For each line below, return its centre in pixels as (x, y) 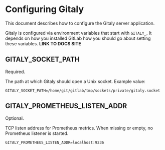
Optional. (15, 118)
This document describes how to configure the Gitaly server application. (80, 23)
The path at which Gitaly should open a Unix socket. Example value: (75, 81)
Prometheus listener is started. (37, 133)
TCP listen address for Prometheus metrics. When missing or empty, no (79, 128)
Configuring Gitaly (45, 9)
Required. (15, 71)
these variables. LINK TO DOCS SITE (43, 43)
